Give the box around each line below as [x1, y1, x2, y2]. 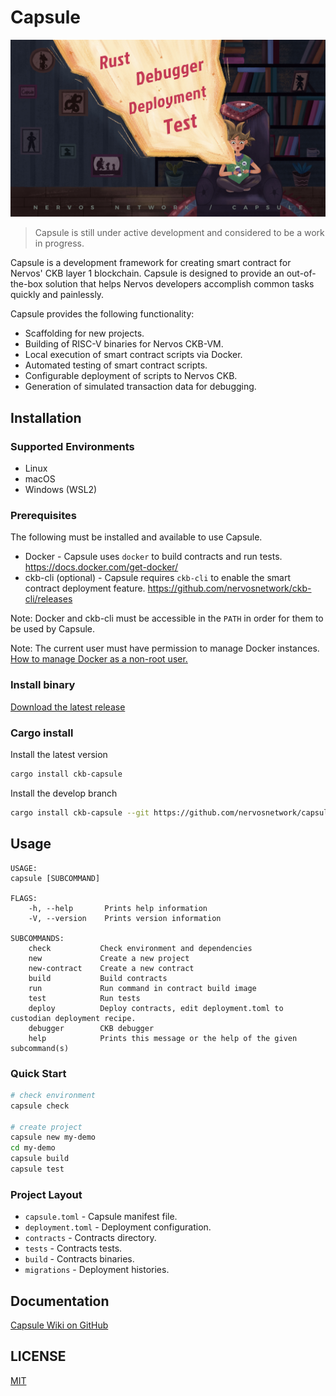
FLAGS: [10, 893, 38, 903]
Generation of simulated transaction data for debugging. [24, 381, 257, 393]
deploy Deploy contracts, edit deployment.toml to [28, 1003, 284, 1013]
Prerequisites [10, 509, 77, 523]
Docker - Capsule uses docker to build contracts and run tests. [24, 551, 283, 563]
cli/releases [24, 593, 73, 605]
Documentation [10, 1292, 110, 1310]
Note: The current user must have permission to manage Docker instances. [10, 642, 320, 655]
